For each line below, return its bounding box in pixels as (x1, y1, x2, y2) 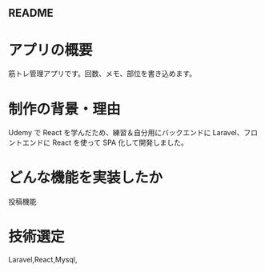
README (8, 6, 54, 20)
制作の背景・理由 (8, 100, 122, 118)
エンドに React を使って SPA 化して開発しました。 (22, 138, 188, 147)
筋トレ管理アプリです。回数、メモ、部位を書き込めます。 (8, 69, 197, 78)
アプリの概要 (8, 41, 94, 59)
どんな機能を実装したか (8, 169, 163, 187)
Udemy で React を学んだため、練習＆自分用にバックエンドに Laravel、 (8, 128, 244, 138)
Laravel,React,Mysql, (8, 255, 78, 265)
